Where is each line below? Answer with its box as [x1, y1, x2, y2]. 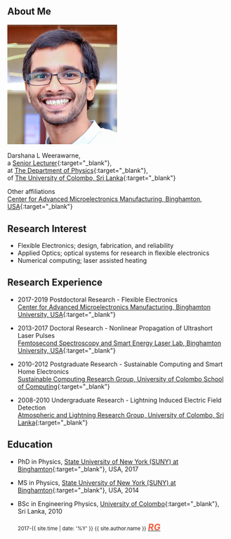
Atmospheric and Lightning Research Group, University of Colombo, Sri [17, 410, 225, 419]
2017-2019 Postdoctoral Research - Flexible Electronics [17, 295, 178, 304]
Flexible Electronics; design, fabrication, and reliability [17, 242, 174, 250]
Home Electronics [17, 367, 69, 375]
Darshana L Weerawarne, [7, 151, 81, 160]
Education [7, 439, 53, 450]
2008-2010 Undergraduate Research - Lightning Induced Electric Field [17, 396, 222, 404]
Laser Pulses [17, 331, 55, 339]
